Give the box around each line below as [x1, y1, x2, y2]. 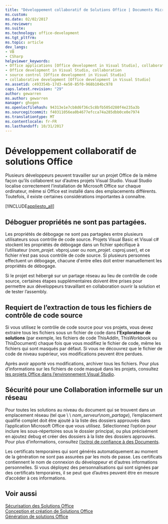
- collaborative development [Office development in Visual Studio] [5, 77, 151, 82]
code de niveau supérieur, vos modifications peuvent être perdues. [5, 351, 143, 357]
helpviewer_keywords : [5, 59, 50, 64]
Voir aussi [5, 489, 37, 498]
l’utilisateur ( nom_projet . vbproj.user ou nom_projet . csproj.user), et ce [5, 247, 150, 253]
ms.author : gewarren [5, 96, 48, 101]
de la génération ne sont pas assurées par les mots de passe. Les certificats [5, 453, 162, 459]
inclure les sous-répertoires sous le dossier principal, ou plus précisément [5, 428, 158, 434]
